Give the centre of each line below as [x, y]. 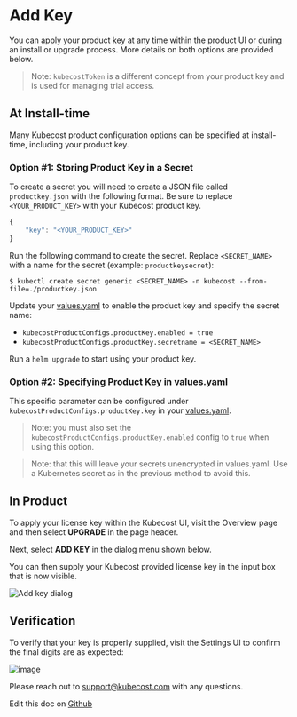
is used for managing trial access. [93, 85]
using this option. [63, 446]
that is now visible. [43, 576]
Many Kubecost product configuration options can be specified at [129, 135]
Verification [43, 621]
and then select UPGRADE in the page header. [94, 532]
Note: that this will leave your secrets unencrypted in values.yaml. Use [159, 464]
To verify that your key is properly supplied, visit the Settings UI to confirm [145, 642]
